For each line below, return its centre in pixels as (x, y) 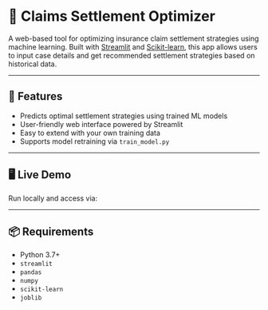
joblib (31, 298)
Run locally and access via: (53, 198)
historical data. (33, 64)
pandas (31, 272)
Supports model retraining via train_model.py (95, 141)
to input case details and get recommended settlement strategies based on (132, 55)
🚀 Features (35, 96)
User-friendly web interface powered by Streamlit (101, 124)
